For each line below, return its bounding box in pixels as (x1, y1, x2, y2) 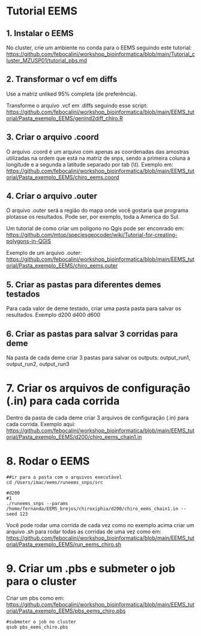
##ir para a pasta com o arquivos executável (6, 474, 122, 480)
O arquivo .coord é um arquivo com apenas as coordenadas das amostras (6, 148, 189, 155)
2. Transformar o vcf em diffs (6, 74, 118, 85)
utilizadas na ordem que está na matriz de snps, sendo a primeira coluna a (6, 154, 191, 162)
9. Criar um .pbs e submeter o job (6, 562, 176, 575)
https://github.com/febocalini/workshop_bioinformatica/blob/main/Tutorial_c (6, 50, 195, 58)
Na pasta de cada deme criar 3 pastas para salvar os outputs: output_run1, (6, 354, 191, 361)
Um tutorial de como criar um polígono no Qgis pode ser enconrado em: (6, 225, 185, 232)
